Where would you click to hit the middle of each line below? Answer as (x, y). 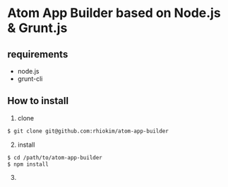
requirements (38, 54)
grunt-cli (30, 79)
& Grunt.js (37, 28)
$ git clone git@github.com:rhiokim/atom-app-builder (88, 131)
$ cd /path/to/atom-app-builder (55, 157)
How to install (38, 101)
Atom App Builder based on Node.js (114, 13)
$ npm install (28, 164)
